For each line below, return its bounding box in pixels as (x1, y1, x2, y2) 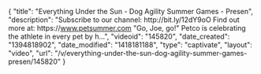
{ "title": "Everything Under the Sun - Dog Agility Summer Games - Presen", (8, 7, 254, 16)
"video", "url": (8, 49, 54, 57)
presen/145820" (8, 57, 62, 66)
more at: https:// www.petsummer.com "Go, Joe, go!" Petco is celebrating (8, 24, 246, 32)
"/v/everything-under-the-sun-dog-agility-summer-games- (54, 49, 248, 57)
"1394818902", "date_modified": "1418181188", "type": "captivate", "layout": (8, 40, 252, 50)
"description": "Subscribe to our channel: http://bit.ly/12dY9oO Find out (8, 15, 240, 24)
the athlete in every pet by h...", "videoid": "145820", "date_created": (8, 31, 230, 41)
